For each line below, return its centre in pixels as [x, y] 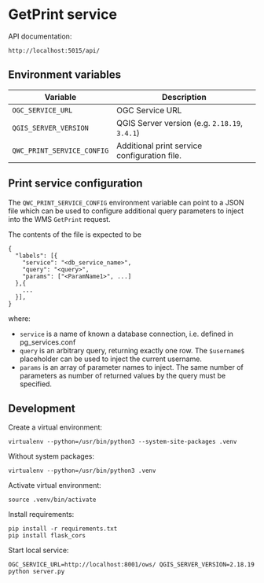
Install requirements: [41, 515]
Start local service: [38, 550]
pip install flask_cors [47, 536]
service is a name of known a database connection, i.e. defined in [126, 334]
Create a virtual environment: [55, 427]
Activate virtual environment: [55, 485]
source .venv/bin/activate [52, 500]
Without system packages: [51, 456]
